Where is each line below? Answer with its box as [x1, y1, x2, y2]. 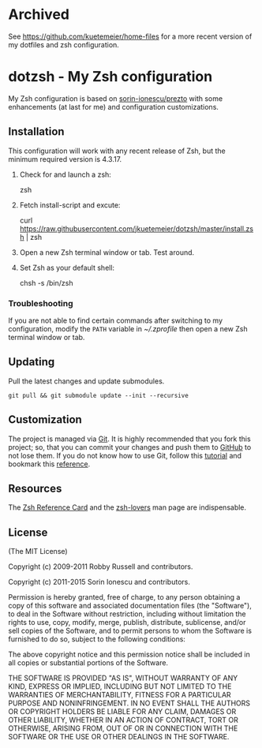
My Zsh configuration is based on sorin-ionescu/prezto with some [8, 93, 223, 103]
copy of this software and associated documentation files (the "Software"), [8, 601, 253, 611]
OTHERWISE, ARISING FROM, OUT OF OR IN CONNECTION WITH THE [8, 724, 238, 733]
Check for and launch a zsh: [19, 170, 112, 179]
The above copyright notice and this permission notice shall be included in [8, 649, 250, 660]
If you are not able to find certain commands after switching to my [8, 316, 223, 325]
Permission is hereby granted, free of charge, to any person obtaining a [8, 593, 241, 602]
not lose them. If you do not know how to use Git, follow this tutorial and [8, 451, 242, 460]
